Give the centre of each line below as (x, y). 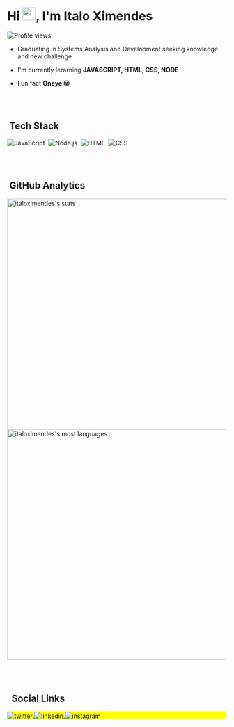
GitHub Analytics (47, 185)
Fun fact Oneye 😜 (44, 83)
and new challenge (45, 56)
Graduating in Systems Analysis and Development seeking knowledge (118, 49)
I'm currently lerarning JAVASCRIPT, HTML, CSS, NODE (98, 70)
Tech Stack (34, 126)
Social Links (38, 698)
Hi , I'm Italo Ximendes (80, 16)
